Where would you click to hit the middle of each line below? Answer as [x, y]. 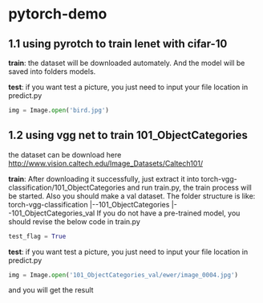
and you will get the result [51, 290]
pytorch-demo [58, 14]
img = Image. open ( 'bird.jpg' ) [59, 110]
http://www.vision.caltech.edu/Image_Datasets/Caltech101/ [106, 163]
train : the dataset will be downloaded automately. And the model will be [127, 63]
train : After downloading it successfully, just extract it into [104, 178]
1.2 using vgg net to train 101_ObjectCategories [128, 135]
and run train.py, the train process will [190, 187]
